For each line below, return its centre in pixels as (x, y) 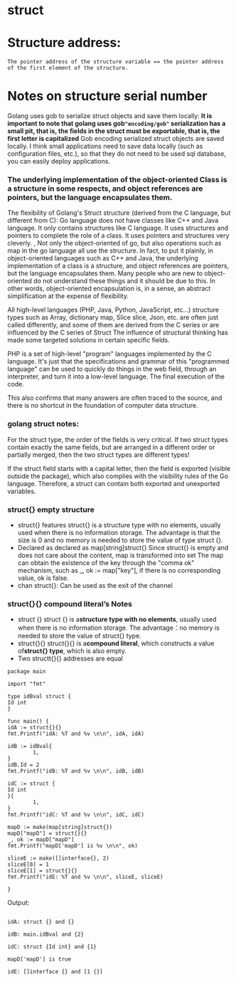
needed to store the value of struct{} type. (80, 636)
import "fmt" (27, 684)
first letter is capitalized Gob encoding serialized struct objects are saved (116, 139)
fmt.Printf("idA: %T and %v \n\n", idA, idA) (76, 734)
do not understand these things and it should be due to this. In (124, 281)
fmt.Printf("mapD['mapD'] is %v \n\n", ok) (73, 846)
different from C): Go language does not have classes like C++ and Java (113, 221)
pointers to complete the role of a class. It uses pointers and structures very (118, 236)
